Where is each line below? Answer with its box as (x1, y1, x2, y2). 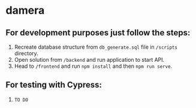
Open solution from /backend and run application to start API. (14, 56, 165, 63)
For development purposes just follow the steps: (5, 28, 191, 38)
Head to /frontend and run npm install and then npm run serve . (14, 62, 173, 70)
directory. (14, 50, 38, 57)
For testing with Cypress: (5, 80, 102, 90)
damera (5, 4, 45, 17)
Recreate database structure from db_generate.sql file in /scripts (14, 43, 178, 50)
